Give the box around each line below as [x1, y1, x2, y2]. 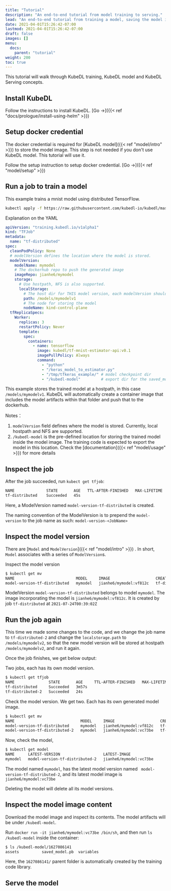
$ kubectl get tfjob [5, 675, 49, 680]
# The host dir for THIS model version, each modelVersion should [23, 291, 167, 296]
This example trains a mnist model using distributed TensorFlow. [5, 196, 140, 202]
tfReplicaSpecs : [10, 310, 44, 316]
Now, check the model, [5, 737, 53, 743]
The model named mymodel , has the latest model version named [5, 765, 138, 772]
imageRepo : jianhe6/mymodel [14, 272, 74, 277]
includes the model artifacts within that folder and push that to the [5, 397, 144, 403]
